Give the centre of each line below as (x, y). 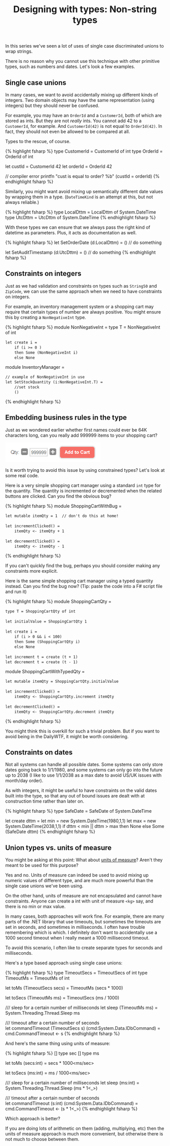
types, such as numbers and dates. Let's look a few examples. (70, 66)
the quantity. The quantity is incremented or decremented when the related (83, 491)
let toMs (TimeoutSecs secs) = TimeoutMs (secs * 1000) (64, 988)
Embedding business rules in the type (66, 418)
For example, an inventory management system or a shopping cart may (79, 306)
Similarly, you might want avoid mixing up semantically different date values (84, 192)
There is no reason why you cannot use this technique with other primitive (82, 61)
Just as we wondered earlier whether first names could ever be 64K (76, 430)
